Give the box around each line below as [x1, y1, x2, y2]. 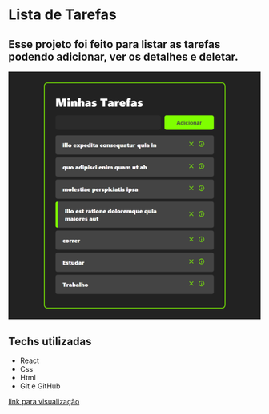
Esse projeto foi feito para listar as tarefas [8, 38, 221, 51]
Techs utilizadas [8, 335, 92, 348]
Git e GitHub [19, 381, 61, 391]
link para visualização [8, 397, 80, 407]
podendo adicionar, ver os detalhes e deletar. [8, 50, 239, 63]
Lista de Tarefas [8, 6, 118, 24]
